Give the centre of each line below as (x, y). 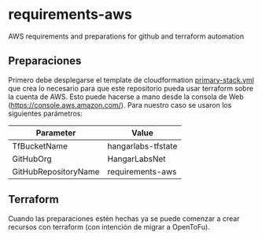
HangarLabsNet (137, 159)
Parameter (56, 133)
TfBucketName (40, 145)
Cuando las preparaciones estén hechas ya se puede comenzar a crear (124, 219)
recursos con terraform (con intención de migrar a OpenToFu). (109, 226)
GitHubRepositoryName (56, 171)
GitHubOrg (32, 159)
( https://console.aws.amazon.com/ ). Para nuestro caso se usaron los (120, 105)
